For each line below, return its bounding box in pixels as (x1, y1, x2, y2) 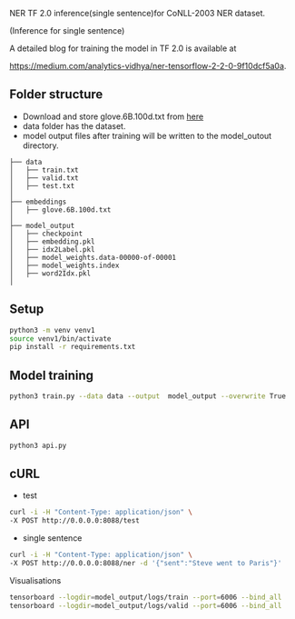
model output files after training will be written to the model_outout (22, 130, 272, 141)
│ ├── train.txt (9, 165, 79, 175)
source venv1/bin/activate (9, 334, 112, 344)
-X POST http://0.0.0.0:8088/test (9, 516, 141, 525)
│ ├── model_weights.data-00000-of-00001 (9, 253, 177, 262)
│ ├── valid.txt (9, 173, 79, 183)
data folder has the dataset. (22, 120, 126, 131)
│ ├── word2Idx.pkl (9, 268, 92, 278)
